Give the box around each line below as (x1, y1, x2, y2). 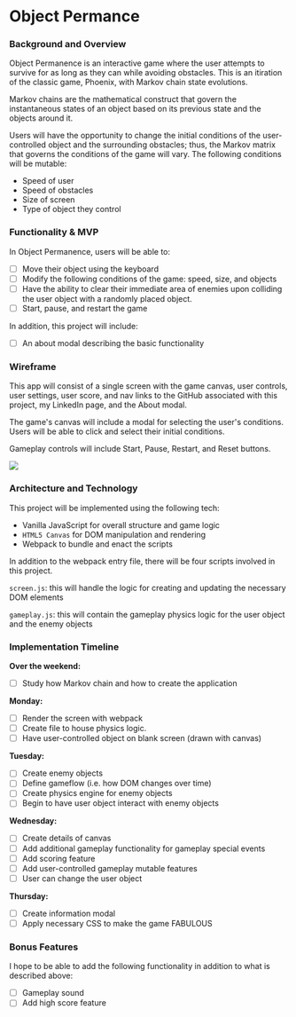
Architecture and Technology (9, 482, 138, 494)
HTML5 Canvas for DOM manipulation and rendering (21, 529, 206, 540)
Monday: (9, 696, 43, 706)
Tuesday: (9, 751, 45, 761)
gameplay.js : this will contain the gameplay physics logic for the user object (9, 609, 285, 619)
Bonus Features (9, 941, 79, 953)
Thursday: (9, 890, 49, 902)
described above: (9, 970, 74, 982)
